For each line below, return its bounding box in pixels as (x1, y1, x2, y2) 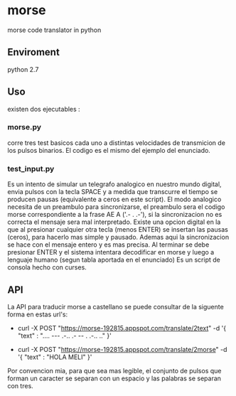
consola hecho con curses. (7, 263, 87, 272)
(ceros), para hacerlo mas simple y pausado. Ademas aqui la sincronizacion (7, 233, 230, 242)
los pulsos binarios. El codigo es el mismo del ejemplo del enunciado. (7, 146, 211, 154)
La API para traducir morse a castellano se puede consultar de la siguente (7, 302, 224, 311)
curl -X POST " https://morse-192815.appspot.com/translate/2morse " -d (17, 345, 227, 353)
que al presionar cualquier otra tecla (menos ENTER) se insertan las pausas (7, 225, 229, 234)
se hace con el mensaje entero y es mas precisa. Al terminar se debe (7, 240, 210, 249)
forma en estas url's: (7, 310, 68, 319)
